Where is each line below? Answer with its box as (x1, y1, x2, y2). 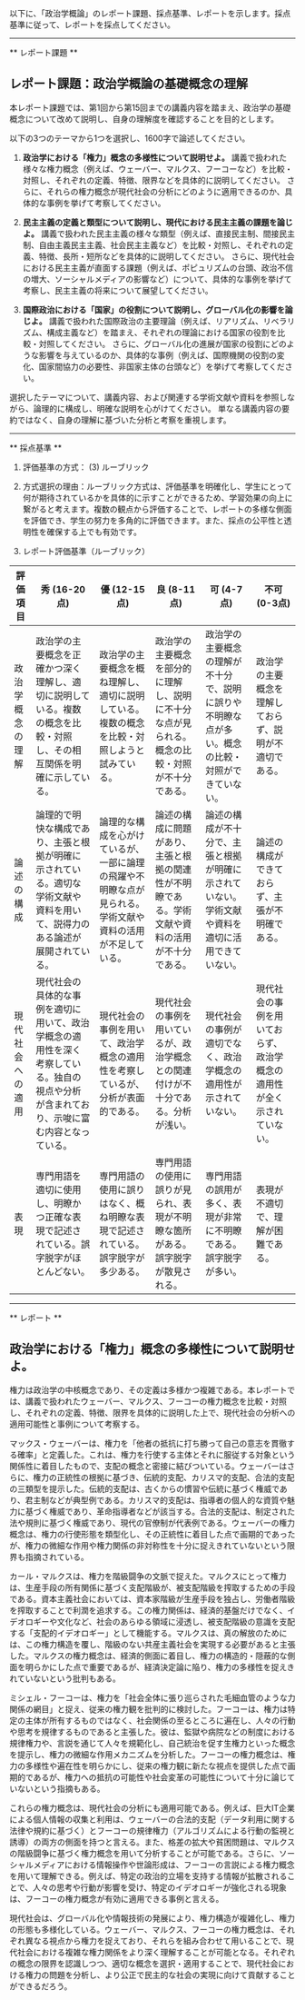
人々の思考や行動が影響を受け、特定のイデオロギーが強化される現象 (33, 1882, 288, 1893)
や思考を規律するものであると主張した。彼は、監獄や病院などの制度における (9, 1726, 296, 1737)
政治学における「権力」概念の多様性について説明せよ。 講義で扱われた (22, 152, 288, 163)
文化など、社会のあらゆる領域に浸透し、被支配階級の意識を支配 (56, 1616, 296, 1627)
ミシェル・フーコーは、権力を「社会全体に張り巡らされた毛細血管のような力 (9, 1692, 296, 1703)
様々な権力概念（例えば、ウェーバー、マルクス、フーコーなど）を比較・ (22, 163, 293, 174)
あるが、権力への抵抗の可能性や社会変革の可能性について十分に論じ (33, 1771, 288, 1783)
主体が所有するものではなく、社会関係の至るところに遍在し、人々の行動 (25, 1715, 296, 1726)
